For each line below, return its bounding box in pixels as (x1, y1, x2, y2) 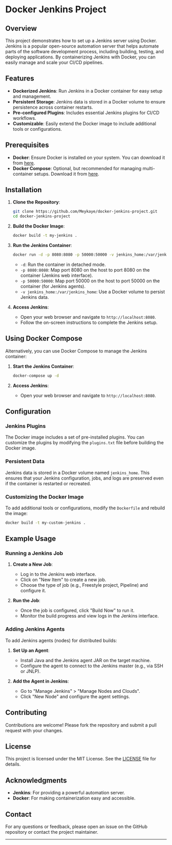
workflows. (12, 115, 37, 121)
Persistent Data (5, 458, 45, 465)
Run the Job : (12, 597, 40, 604)
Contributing (5, 708, 47, 717)
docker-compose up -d (12, 373, 59, 378)
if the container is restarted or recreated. (5, 480, 91, 486)
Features (5, 74, 34, 83)
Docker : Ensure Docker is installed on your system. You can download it (12, 154, 165, 160)
